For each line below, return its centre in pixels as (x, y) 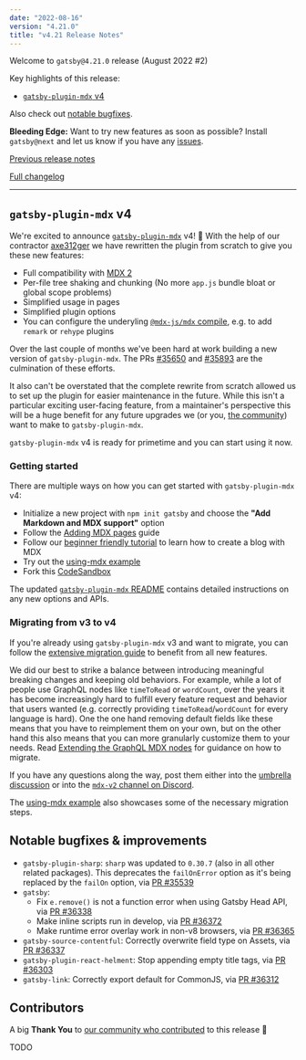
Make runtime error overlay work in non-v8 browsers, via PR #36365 (165, 930)
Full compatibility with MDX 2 (77, 273)
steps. (21, 812)
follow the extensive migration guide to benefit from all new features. (138, 652)
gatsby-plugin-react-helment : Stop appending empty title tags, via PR (154, 960)
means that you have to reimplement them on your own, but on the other (145, 728)
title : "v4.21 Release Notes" (67, 35)
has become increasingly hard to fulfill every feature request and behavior (148, 698)
